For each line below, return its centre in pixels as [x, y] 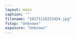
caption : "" [17, 14]
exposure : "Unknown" [26, 28]
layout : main [19, 10]
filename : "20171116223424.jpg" [38, 19]
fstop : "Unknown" [23, 23]
